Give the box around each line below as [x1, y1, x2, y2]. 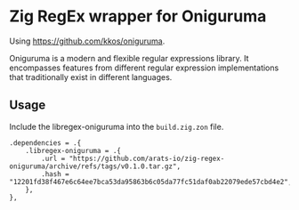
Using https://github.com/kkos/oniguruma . [9, 36, 166, 46]
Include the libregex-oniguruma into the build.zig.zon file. [9, 121, 224, 132]
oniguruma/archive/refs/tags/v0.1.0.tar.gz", [9, 162, 181, 171]
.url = [41, 154, 66, 163]
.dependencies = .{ [9, 138, 82, 148]
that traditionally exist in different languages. [9, 71, 173, 82]
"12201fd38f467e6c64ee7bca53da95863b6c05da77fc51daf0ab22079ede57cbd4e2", [9, 177, 293, 186]
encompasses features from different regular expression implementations [9, 62, 279, 73]
